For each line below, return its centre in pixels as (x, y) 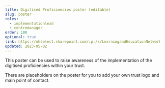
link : (11, 42)
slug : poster (18, 14)
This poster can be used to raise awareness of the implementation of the (79, 60)
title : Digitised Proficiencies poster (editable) (58, 10)
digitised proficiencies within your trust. (45, 65)
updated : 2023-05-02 (26, 46)
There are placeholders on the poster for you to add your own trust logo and (82, 75)
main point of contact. (27, 80)
